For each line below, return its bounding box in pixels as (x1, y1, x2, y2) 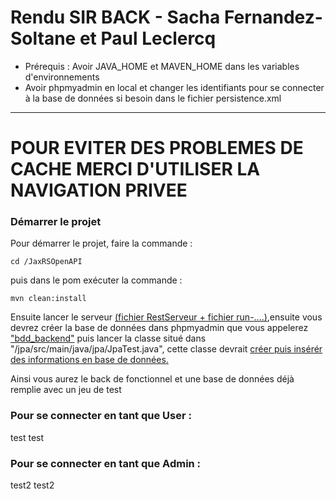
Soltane (10, 27, 77, 50)
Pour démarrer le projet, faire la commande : (10, 237, 193, 250)
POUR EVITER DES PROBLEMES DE (10, 137, 304, 160)
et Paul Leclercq (79, 27, 217, 50)
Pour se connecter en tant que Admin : (10, 456, 202, 470)
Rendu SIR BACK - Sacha (10, 6, 221, 29)
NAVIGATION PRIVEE (10, 179, 188, 202)
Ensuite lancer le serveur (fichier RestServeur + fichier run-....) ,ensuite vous (10, 311, 323, 323)
